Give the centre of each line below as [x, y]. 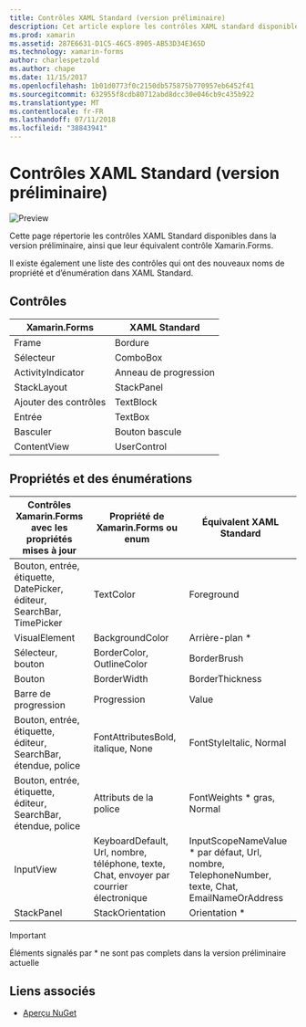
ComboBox [138, 357]
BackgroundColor [131, 637]
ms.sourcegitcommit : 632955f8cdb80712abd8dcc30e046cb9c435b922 [132, 94]
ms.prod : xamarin [42, 35]
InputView [36, 869]
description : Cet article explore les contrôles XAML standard [132, 26]
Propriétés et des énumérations [101, 479]
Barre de [33, 693]
